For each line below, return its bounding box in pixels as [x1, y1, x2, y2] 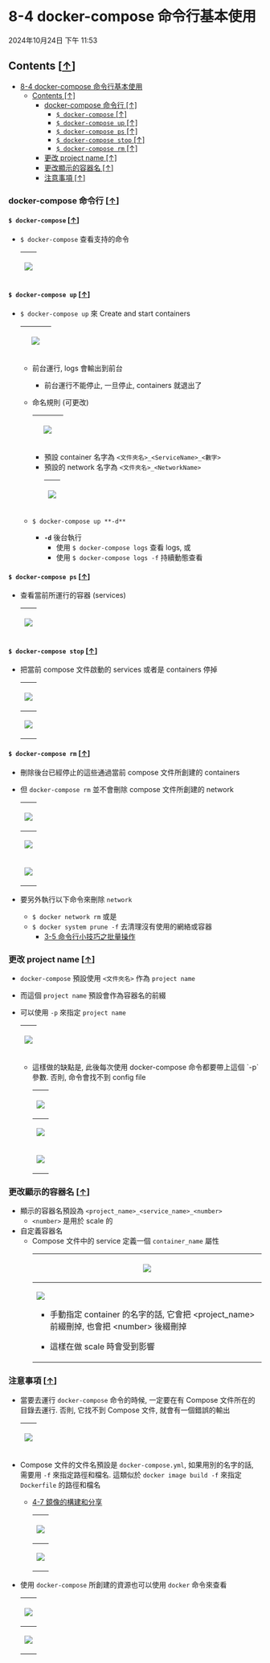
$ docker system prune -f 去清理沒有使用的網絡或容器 [31, 921, 213, 931]
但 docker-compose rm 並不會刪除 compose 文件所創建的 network [19, 784, 235, 794]
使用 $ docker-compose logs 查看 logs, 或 [55, 543, 191, 553]
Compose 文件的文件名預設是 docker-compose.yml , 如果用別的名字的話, [19, 1460, 254, 1469]
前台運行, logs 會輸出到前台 [31, 363, 123, 374]
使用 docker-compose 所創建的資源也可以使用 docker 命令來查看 [19, 1579, 227, 1589]
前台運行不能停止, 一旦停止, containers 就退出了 [43, 381, 202, 390]
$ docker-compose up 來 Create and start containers [19, 308, 190, 318]
